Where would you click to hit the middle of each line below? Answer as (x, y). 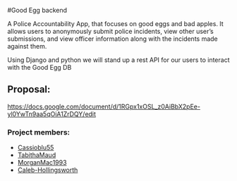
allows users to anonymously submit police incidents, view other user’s (110, 31)
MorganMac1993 (42, 163)
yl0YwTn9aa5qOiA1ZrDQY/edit (52, 114)
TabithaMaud (37, 155)
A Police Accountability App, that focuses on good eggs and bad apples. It (115, 24)
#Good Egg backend (37, 10)
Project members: (39, 132)
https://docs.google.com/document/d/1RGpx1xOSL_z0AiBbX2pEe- (104, 106)
